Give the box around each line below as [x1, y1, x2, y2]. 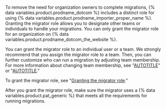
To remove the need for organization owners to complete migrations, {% [5, 5, 155, 10]
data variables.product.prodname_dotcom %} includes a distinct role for [5, 10, 155, 16]
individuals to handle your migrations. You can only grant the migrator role [5, 26, 159, 32]
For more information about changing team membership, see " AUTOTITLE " [5, 63, 160, 68]
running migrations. [5, 98, 46, 104]
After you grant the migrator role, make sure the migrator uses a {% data [5, 87, 155, 93]
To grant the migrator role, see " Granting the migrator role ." [5, 78, 128, 83]
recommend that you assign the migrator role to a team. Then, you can [5, 51, 152, 58]
